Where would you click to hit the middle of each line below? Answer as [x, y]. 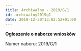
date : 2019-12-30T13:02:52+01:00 [41, 19]
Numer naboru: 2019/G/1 [31, 44]
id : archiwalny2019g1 [28, 15]
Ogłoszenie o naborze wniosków [40, 34]
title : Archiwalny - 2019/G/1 [37, 10]
